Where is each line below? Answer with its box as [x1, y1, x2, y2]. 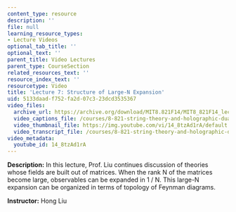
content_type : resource [7, 10, 77, 18]
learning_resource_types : [7, 30, 83, 37]
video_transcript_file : [13, 128, 83, 135]
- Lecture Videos [7, 37, 58, 44]
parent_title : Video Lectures [7, 56, 96, 63]
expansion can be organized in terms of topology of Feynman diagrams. [7, 183, 216, 192]
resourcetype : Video [7, 82, 68, 89]
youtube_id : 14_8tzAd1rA [13, 142, 86, 149]
